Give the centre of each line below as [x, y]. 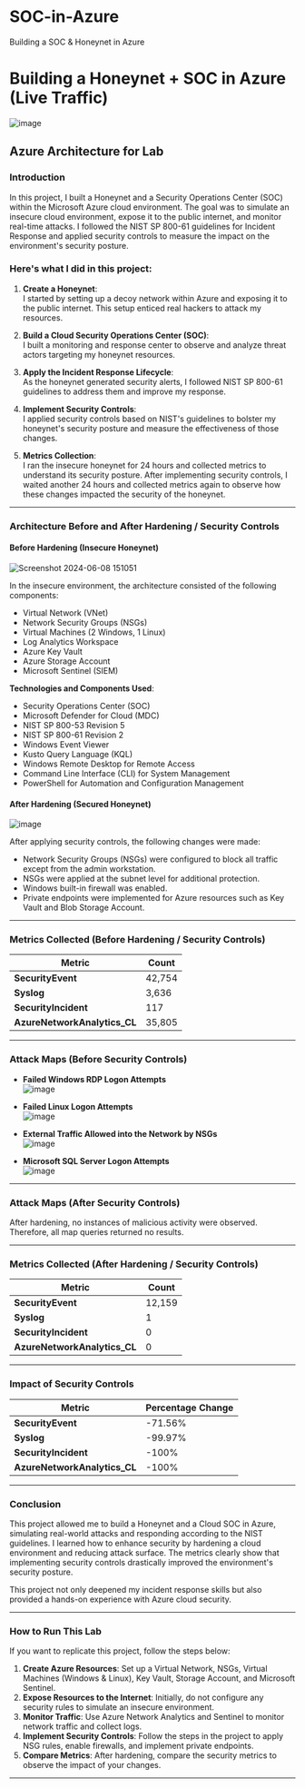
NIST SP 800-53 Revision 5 [74, 725]
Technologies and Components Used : [82, 688]
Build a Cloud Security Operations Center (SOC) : [116, 335]
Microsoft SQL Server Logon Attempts [96, 1161]
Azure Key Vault [53, 651]
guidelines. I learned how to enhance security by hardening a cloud [135, 1543]
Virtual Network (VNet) [65, 612]
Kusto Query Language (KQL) [78, 754]
